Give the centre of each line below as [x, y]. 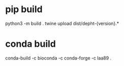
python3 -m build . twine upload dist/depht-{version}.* [62, 23]
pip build [24, 9]
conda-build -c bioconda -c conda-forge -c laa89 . [58, 58]
